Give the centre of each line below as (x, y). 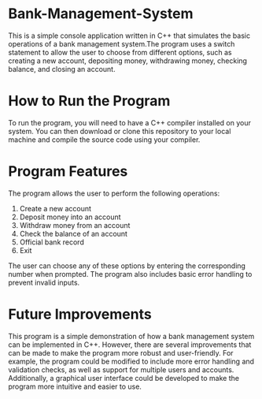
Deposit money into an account (70, 217)
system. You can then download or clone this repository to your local (120, 131)
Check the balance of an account (74, 233)
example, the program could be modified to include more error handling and (131, 361)
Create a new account (55, 208)
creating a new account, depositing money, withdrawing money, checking (128, 61)
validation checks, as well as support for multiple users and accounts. (121, 369)
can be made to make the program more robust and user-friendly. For (121, 352)
